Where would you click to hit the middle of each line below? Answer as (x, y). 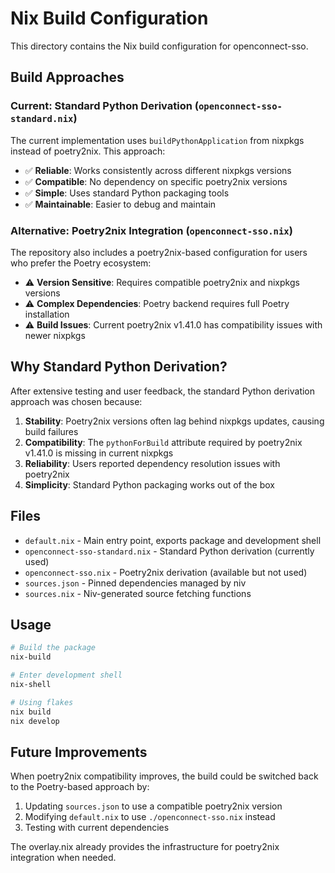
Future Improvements (79, 752)
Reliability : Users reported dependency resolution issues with (152, 463)
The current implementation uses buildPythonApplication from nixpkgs (157, 140)
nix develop (35, 721)
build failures (51, 431)
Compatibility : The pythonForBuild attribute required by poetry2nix (163, 442)
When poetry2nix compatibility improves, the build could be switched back (164, 776)
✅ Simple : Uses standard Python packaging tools (127, 193)
